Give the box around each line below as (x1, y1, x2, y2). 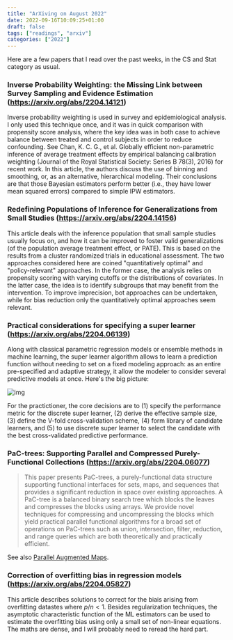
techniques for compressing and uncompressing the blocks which (24, 510, 214, 519)
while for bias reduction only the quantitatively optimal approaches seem (7, 295, 216, 304)
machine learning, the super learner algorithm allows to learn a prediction (7, 352, 218, 361)
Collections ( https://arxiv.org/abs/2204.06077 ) (45, 457, 210, 467)
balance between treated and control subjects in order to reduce (7, 135, 193, 143)
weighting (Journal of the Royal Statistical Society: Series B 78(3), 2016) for (7, 157, 224, 166)
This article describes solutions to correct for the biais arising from (7, 595, 198, 603)
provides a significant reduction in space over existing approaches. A (24, 488, 223, 497)
